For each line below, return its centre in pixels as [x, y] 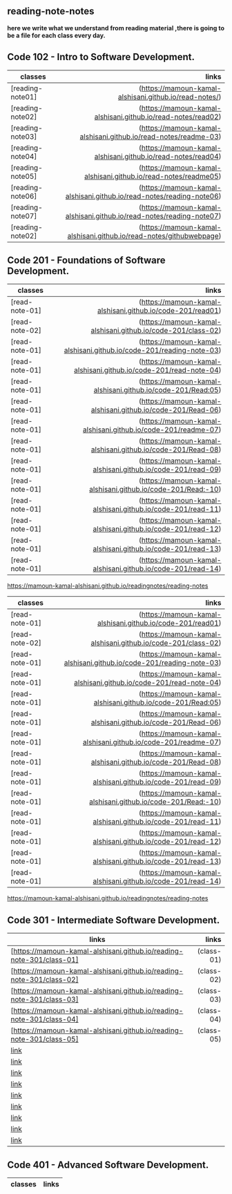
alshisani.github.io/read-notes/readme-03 [149, 136]
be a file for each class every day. [56, 35]
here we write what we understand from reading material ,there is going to [116, 28]
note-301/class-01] [45, 960]
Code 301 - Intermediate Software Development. [114, 920]
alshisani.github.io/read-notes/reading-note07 [142, 215]
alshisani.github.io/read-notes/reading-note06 [142, 196]
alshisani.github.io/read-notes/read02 [156, 117]
